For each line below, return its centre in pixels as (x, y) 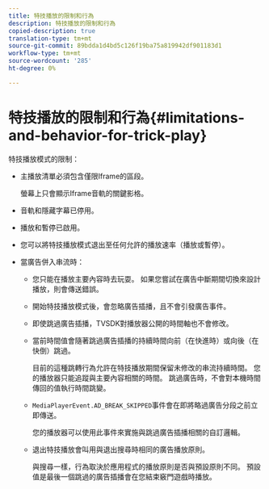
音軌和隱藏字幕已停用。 (59, 210)
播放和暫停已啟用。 (52, 228)
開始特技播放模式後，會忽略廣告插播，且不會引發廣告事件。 (131, 306)
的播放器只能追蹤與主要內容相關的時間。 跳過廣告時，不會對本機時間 (146, 378)
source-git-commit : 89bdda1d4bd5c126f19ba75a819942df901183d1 (115, 46)
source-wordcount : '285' (50, 61)
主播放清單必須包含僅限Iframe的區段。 (84, 176)
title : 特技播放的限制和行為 (51, 16)
